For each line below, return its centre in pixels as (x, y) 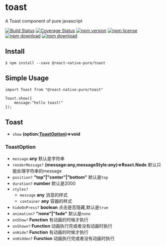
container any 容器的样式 (46, 201)
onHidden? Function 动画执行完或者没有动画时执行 (63, 238)
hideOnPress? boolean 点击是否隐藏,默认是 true (60, 207)
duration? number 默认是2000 (44, 183)
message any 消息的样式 (44, 195)
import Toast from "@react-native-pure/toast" (54, 89)
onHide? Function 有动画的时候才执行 (50, 232)
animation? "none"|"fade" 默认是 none (51, 213)
